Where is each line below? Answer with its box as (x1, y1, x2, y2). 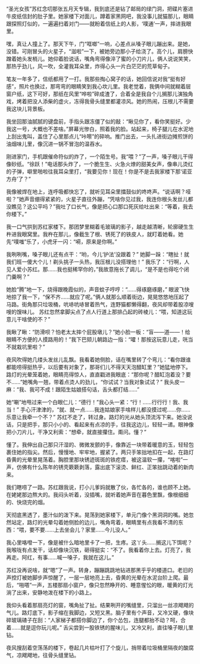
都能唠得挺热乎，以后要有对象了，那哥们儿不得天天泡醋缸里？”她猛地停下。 (6, 364, 192, 370)
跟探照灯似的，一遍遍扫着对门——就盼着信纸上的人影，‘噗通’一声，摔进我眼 (6, 20, 192, 27)
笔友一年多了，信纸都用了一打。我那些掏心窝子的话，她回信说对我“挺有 (6, 75, 181, 82)
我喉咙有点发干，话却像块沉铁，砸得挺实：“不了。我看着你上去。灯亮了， (6, 546, 186, 554)
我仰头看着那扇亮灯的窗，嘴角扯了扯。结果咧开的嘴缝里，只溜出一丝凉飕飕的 (6, 602, 194, 608)
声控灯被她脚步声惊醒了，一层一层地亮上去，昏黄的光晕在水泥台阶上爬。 (6, 574, 183, 581)
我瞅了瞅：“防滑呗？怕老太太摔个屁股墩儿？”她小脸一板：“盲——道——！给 (6, 328, 190, 336)
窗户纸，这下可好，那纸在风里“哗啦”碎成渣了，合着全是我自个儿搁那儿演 (6, 90, 183, 97)
